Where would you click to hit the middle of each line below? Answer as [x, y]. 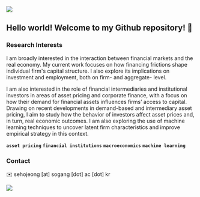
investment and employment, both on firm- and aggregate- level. [86, 77]
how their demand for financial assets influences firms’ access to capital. [97, 102]
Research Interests [35, 45]
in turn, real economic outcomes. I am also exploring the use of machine [95, 121]
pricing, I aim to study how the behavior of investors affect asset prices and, [100, 114]
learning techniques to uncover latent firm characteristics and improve [93, 127]
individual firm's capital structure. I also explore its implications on [88, 71]
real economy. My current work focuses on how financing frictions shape [97, 64]
